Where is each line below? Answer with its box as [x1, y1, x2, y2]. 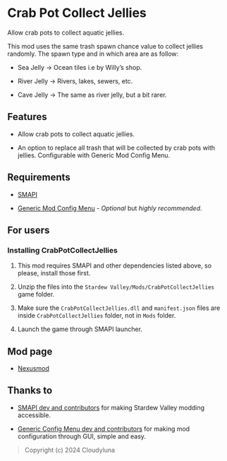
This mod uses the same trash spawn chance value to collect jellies [7, 42, 203, 50]
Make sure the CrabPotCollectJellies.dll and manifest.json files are [17, 304, 221, 312]
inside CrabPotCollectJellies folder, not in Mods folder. [17, 311, 176, 320]
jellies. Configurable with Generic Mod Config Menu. [17, 150, 171, 160]
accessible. [17, 411, 51, 419]
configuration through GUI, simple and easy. [17, 432, 147, 441]
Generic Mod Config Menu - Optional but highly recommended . [17, 203, 202, 212]
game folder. [17, 290, 55, 299]
